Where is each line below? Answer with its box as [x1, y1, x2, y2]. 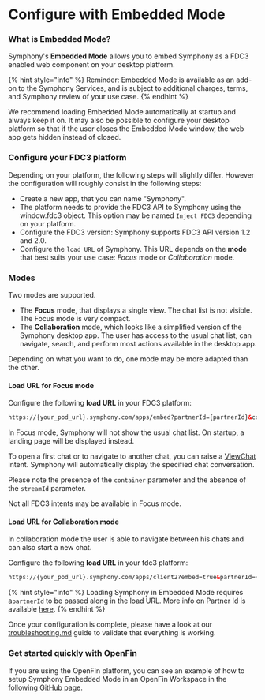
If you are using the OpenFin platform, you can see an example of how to [8, 665, 245, 676]
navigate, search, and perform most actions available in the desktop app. [19, 339, 257, 349]
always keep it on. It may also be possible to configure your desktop [8, 116, 230, 125]
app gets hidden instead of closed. [8, 133, 121, 142]
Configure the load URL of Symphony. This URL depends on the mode [19, 244, 247, 253]
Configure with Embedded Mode [8, 6, 226, 24]
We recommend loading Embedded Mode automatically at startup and [8, 107, 237, 117]
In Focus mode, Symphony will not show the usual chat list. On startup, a [8, 428, 244, 437]
